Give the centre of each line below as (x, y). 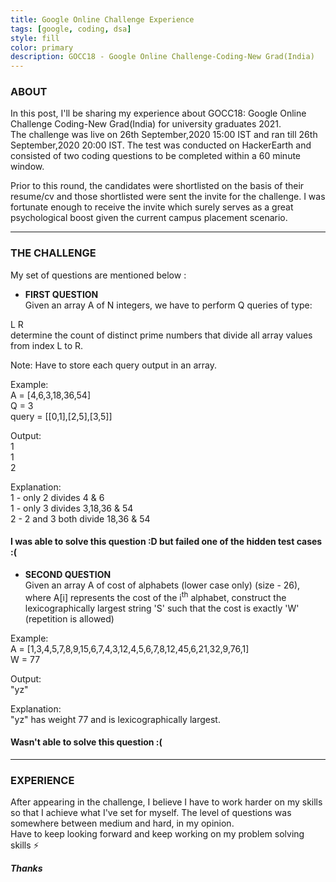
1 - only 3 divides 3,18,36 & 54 (72, 508)
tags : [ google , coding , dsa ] (71, 29)
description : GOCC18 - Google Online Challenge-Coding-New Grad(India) (162, 57)
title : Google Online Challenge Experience (102, 19)
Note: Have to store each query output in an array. (113, 365)
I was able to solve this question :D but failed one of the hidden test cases (166, 542)
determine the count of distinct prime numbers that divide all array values (161, 335)
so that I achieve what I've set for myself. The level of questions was (151, 813)
